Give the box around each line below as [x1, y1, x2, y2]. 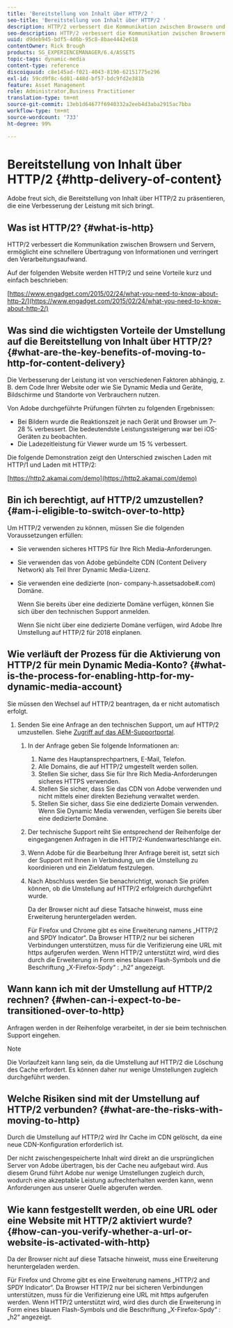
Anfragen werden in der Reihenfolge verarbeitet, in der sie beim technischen [7, 1024, 227, 1032]
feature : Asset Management [7, 82, 86, 88]
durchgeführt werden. [7, 1072, 71, 1081]
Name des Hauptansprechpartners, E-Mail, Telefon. [38, 755, 186, 763]
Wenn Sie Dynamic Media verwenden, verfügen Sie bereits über [38, 806, 223, 815]
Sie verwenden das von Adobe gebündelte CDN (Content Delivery [17, 558, 207, 566]
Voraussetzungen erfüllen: [7, 531, 83, 539]
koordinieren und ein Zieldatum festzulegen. [27, 863, 154, 872]
